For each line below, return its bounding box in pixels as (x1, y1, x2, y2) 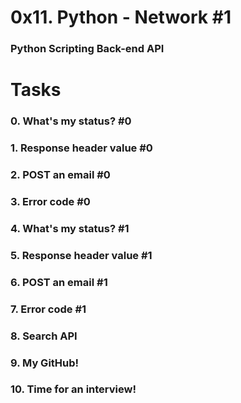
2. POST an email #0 (10, 168, 111, 182)
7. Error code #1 (10, 302, 87, 316)
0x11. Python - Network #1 (10, 6, 232, 29)
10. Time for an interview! (10, 382, 137, 396)
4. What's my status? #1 (10, 221, 130, 235)
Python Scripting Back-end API (10, 42, 165, 56)
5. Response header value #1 (10, 248, 153, 262)
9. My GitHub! (10, 356, 80, 370)
